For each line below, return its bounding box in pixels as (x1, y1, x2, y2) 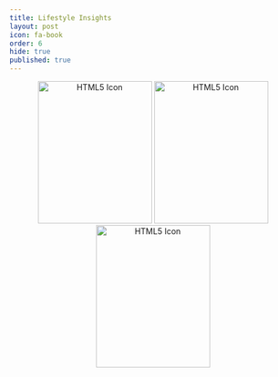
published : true (9, 56, 71, 65)
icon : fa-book (9, 30, 64, 39)
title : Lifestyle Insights (9, 13, 112, 23)
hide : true (9, 47, 51, 56)
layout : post (9, 22, 59, 31)
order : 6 (9, 38, 43, 48)
